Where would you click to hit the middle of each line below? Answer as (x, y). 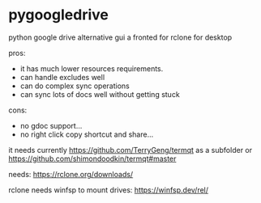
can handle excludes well (62, 77)
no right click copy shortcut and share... (87, 134)
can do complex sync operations (75, 86)
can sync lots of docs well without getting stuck (100, 94)
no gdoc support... (51, 125)
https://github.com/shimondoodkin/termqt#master (92, 159)
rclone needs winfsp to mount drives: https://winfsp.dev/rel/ (109, 190)
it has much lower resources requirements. (92, 68)
